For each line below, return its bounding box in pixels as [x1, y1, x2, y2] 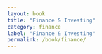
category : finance [7, 23, 61, 30]
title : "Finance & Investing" [7, 17, 96, 24]
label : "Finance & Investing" [7, 29, 96, 37]
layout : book [7, 10, 46, 18]
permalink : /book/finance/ [7, 36, 87, 43]
